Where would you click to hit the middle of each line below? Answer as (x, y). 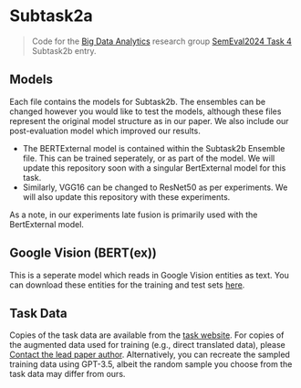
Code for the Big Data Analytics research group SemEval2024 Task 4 (161, 41)
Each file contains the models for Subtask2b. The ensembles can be (138, 101)
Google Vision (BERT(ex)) (83, 253)
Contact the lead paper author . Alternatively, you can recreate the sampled (150, 355)
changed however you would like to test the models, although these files (145, 111)
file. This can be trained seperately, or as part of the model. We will (149, 158)
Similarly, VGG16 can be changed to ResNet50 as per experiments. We (155, 187)
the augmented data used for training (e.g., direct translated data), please (147, 345)
